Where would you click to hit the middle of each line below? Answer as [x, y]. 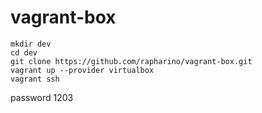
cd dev [24, 52]
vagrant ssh [35, 79]
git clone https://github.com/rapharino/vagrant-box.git [131, 61]
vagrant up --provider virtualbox [82, 70]
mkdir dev [31, 44]
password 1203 [42, 97]
